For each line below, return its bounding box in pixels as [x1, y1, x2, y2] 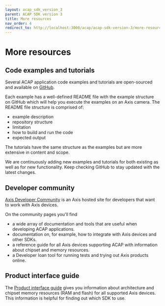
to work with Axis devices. [5, 202, 58, 208]
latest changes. [5, 169, 36, 175]
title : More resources [5, 16, 52, 21]
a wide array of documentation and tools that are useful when [12, 221, 137, 226]
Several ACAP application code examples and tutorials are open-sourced [5, 79, 153, 85]
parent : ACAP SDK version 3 [5, 12, 63, 17]
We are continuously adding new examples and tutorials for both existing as [5, 159, 159, 165]
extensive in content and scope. [5, 149, 70, 155]
